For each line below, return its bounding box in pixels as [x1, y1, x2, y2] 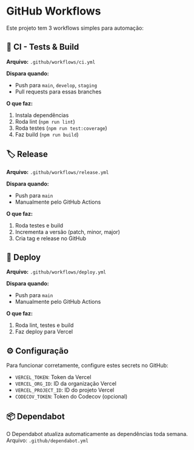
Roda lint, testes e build [15, 321, 74, 329]
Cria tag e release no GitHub [15, 235, 87, 242]
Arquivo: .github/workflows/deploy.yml [6, 268, 106, 275]
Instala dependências [15, 111, 69, 119]
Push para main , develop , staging [15, 81, 98, 89]
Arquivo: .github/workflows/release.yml [6, 168, 109, 175]
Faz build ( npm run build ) [15, 130, 79, 138]
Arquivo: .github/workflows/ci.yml [6, 58, 96, 65]
